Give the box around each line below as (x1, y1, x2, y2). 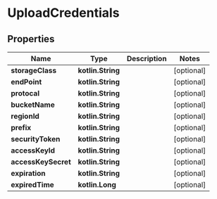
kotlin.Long (77, 180, 116, 189)
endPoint (11, 77, 42, 86)
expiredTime (11, 180, 54, 189)
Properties (7, 33, 55, 45)
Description (126, 54, 167, 63)
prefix (11, 123, 32, 132)
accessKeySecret (11, 157, 72, 167)
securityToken (11, 134, 61, 143)
